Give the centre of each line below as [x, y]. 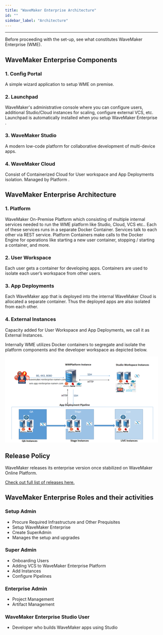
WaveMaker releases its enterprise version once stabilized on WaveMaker [79, 468]
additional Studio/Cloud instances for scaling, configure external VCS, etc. [79, 113]
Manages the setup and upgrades [46, 537]
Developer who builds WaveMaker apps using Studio [65, 627]
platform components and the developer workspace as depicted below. [76, 350]
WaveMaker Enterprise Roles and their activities [79, 498]
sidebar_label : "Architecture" [37, 20]
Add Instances [26, 571]
